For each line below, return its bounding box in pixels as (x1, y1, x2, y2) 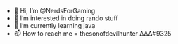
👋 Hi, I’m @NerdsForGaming (13, 7, 96, 15)
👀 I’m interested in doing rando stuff (13, 14, 118, 22)
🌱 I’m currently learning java (13, 22, 96, 29)
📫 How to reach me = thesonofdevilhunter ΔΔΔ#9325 (13, 29, 172, 38)
